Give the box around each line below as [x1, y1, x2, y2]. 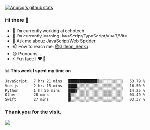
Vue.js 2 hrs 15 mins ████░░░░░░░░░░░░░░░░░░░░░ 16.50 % [5, 83, 146, 89]
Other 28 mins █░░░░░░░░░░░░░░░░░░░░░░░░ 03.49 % [5, 93, 146, 97]
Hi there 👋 [5, 17, 29, 23]
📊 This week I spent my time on [5, 68, 71, 74]
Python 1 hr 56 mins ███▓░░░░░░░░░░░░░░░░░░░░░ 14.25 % [5, 88, 146, 93]
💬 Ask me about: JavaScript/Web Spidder [12, 38, 96, 44]
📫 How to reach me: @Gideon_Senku [12, 44, 88, 50]
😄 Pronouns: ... [12, 51, 44, 56]
